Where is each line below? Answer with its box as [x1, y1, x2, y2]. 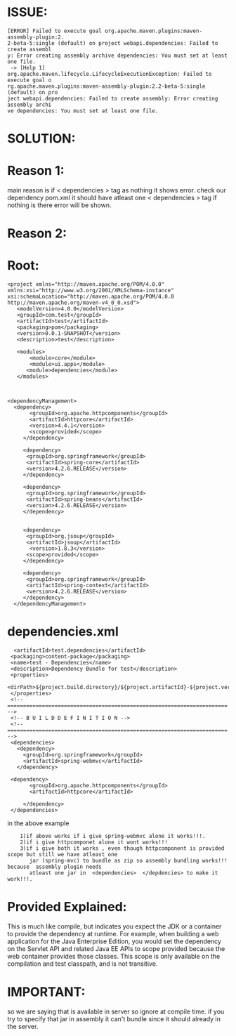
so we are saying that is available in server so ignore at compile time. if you [7, 1007, 225, 1016]
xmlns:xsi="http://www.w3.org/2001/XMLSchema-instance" [7, 287, 174, 294]
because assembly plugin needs [7, 863, 102, 871]
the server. [7, 1023, 39, 1030]
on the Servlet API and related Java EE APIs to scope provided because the [7, 945, 225, 953]
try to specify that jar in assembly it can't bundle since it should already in [7, 1015, 221, 1023]
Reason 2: [7, 225, 67, 242]
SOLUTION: [7, 131, 76, 147]
